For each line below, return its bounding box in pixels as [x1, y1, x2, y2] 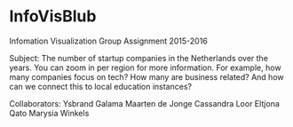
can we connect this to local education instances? [9, 81, 193, 91]
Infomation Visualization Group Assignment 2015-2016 [9, 36, 209, 46]
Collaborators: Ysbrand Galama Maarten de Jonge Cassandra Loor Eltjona [9, 98, 280, 108]
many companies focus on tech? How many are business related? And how [9, 71, 284, 82]
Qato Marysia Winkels [9, 107, 90, 118]
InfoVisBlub [9, 6, 97, 27]
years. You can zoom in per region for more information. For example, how [9, 62, 281, 73]
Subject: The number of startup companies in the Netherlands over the [9, 52, 269, 63]
